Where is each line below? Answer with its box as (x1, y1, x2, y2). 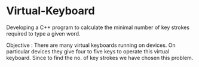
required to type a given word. (6, 30, 81, 37)
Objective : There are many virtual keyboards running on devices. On (6, 42, 176, 49)
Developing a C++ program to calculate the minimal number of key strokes (6, 24, 190, 31)
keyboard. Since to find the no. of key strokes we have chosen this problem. (6, 54, 194, 61)
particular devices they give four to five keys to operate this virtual (6, 47, 170, 55)
